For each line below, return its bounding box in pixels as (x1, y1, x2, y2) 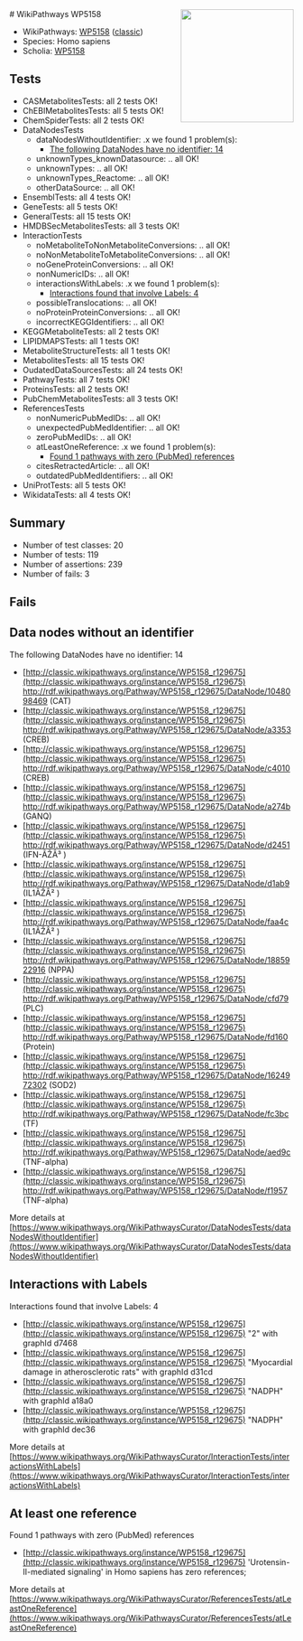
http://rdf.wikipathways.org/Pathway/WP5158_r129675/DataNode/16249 (22, 1070, 290, 1081)
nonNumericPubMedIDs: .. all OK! (35, 412, 161, 423)
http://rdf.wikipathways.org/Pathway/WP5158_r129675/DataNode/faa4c (22, 916, 289, 927)
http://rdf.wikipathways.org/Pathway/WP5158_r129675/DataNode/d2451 (22, 839, 290, 850)
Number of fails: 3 (22, 568, 90, 579)
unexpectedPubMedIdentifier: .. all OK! (35, 422, 180, 433)
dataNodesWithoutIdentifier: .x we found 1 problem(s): (35, 134, 237, 145)
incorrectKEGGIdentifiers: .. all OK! (35, 316, 165, 327)
